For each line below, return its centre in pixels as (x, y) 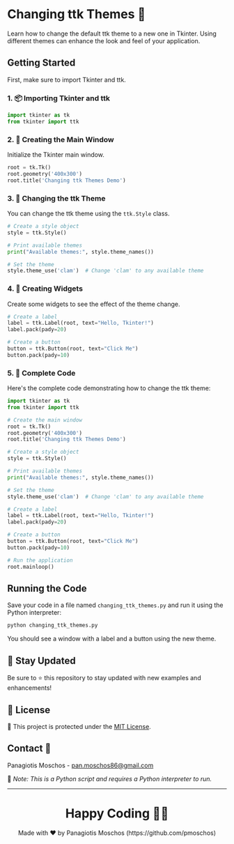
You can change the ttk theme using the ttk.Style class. (88, 214)
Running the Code (47, 589)
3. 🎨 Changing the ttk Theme (56, 198)
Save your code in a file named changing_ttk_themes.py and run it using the (116, 605)
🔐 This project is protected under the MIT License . (79, 726)
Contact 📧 (29, 749)
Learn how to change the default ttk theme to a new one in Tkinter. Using (112, 33)
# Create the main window (45, 420)
